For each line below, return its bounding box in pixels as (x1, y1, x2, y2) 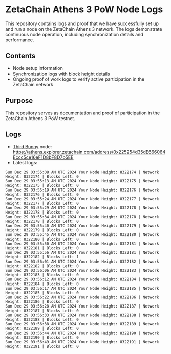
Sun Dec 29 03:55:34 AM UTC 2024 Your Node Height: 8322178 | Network (5, 215, 159, 220)
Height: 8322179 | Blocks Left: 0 (5, 228, 79, 233)
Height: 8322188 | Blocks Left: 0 (5, 317, 79, 322)
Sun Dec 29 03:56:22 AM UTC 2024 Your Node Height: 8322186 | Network (5, 295, 159, 300)
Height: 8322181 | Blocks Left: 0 (5, 246, 79, 251)
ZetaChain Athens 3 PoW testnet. (5, 115, 75, 121)
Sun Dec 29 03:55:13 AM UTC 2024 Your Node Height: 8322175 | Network (5, 179, 159, 184)
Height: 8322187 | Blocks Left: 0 (5, 308, 79, 314)
